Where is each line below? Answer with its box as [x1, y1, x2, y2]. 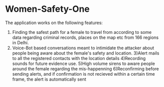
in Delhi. [12, 39, 29, 45]
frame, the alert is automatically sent [12, 76, 86, 82]
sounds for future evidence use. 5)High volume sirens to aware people [12, 60, 155, 66]
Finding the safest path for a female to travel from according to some [12, 29, 152, 35]
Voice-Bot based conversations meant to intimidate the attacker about [12, 45, 155, 51]
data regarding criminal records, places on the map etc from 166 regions [12, 34, 159, 40]
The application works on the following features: [5, 20, 103, 26]
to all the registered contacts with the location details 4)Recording [12, 55, 146, 61]
